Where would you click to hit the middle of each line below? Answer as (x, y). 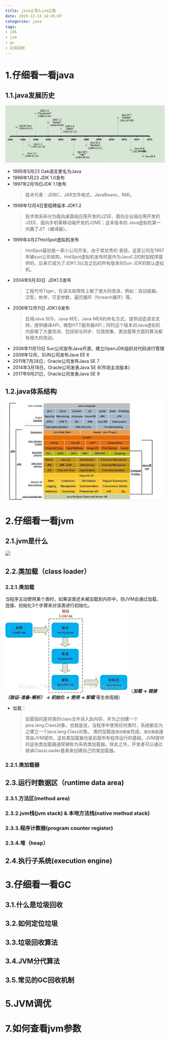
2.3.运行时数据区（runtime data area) (65, 783)
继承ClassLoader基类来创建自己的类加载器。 (72, 751)
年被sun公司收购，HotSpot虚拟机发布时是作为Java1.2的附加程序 (92, 257)
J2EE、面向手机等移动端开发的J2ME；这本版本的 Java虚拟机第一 (93, 223)
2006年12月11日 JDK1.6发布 (41, 308)
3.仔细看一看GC (38, 884)
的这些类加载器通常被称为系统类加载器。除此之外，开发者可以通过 (94, 744)
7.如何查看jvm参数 (44, 1029)
